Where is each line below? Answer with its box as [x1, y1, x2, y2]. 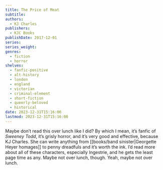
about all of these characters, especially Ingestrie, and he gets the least [5, 149, 153, 155]
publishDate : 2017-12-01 [5, 35, 57, 40]
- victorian [10, 86, 35, 91]
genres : [5, 49, 22, 54]
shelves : [5, 63, 24, 68]
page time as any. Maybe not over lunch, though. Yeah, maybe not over [5, 154, 153, 160]
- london [10, 77, 28, 82]
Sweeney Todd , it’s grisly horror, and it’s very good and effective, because [5, 133, 158, 139]
